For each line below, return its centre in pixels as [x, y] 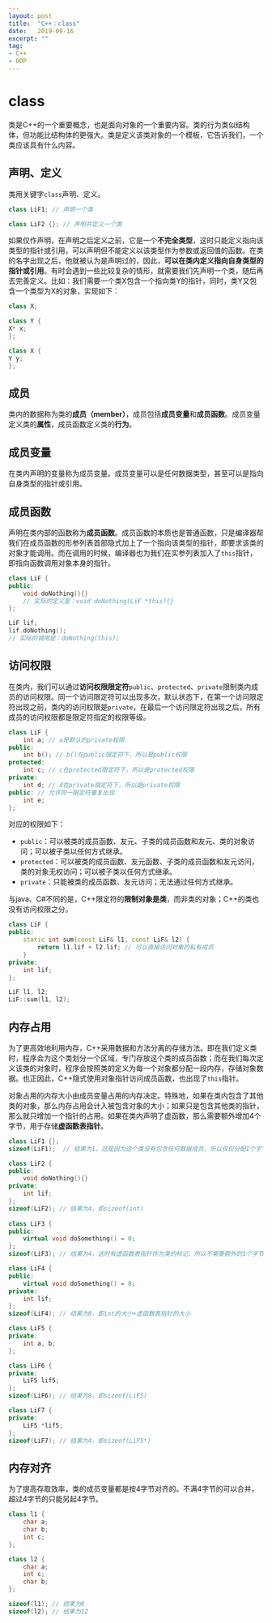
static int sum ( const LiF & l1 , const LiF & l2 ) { [106, 940]
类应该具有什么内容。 [44, 145]
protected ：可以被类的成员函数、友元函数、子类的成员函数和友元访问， [139, 862]
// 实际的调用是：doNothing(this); [64, 638]
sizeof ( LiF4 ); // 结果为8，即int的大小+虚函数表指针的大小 [100, 1314]
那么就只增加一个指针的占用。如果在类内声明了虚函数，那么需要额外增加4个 [135, 1116]
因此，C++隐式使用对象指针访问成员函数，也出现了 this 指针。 [140, 1078]
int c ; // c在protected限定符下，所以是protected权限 [109, 770]
